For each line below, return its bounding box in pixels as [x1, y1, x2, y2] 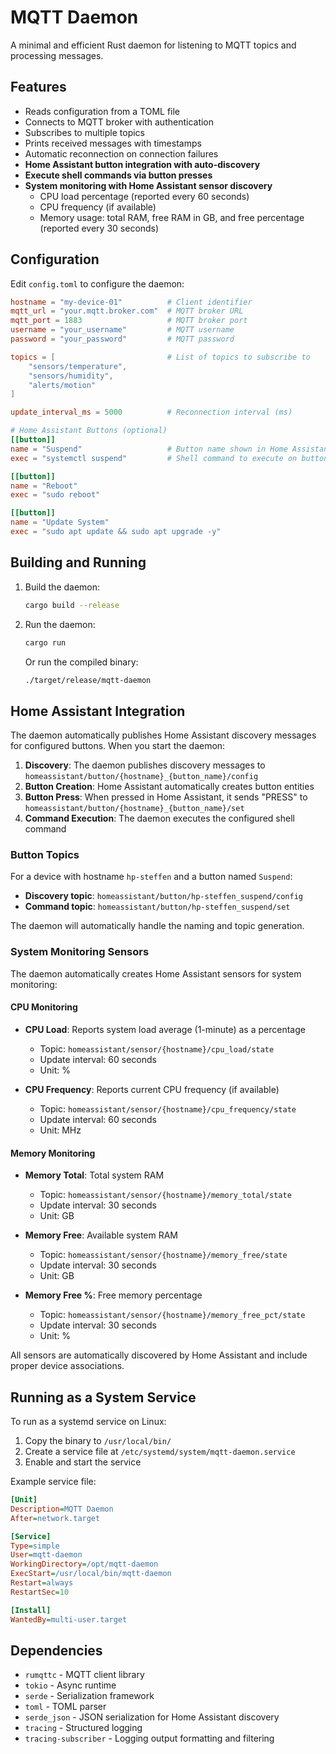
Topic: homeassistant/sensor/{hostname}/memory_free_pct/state [39, 1309, 306, 1321]
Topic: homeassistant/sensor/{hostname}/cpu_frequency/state [39, 1102, 297, 1115]
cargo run [24, 637, 67, 648]
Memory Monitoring [10, 1147, 96, 1159]
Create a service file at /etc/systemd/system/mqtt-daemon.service [24, 1446, 296, 1457]
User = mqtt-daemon [10, 1550, 83, 1560]
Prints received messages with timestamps [24, 137, 202, 149]
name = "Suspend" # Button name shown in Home [10, 444, 288, 454]
